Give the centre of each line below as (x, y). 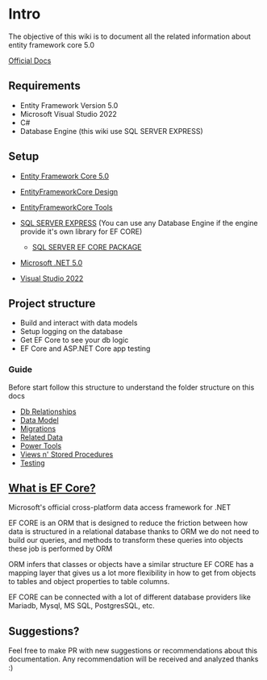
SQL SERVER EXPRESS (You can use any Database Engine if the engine (139, 223)
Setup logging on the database (71, 332)
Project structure (52, 303)
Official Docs (30, 60)
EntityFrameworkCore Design (69, 191)
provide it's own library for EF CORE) (81, 232)
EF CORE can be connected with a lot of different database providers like (130, 597)
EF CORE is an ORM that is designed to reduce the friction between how (128, 523)
